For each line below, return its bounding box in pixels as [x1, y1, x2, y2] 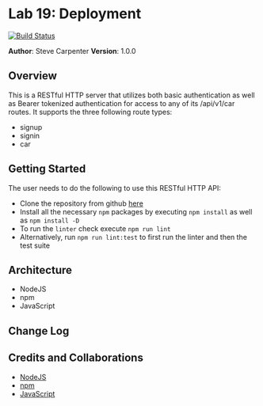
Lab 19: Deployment [8, 5, 142, 23]
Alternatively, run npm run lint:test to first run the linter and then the [19, 232, 248, 241]
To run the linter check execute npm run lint [19, 223, 171, 233]
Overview [8, 69, 58, 83]
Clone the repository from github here [19, 199, 144, 208]
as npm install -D [19, 215, 80, 225]
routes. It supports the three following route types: [8, 107, 173, 116]
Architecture [8, 263, 73, 277]
